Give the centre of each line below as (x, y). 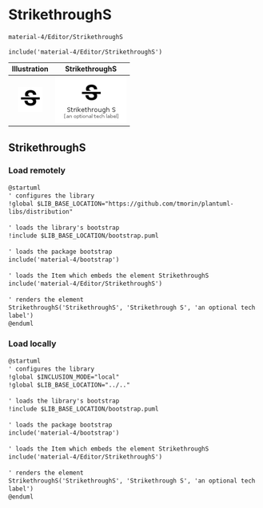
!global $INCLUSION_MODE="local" (64, 377)
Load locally (32, 343)
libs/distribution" (41, 212)
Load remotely (37, 170)
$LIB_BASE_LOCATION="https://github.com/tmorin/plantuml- (135, 204)
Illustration (30, 69)
